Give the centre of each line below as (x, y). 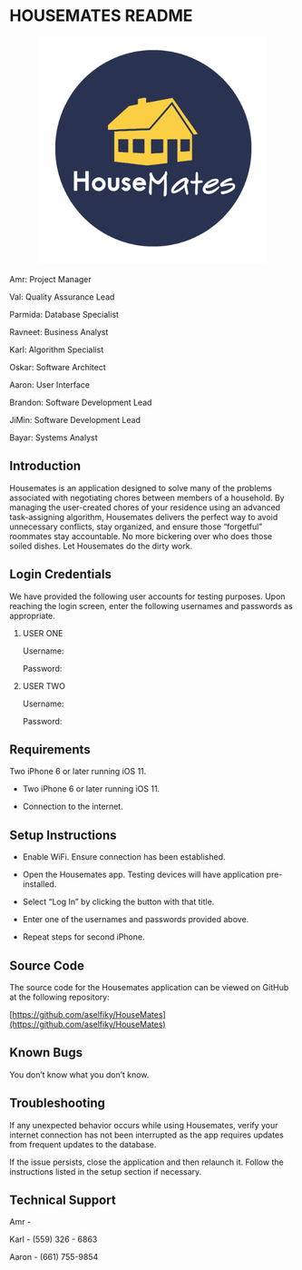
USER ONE (43, 633)
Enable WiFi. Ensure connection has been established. (124, 857)
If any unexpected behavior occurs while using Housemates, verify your (144, 1125)
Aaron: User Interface (50, 384)
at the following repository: (60, 997)
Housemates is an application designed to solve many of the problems (141, 487)
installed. (39, 884)
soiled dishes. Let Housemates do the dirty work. (101, 546)
